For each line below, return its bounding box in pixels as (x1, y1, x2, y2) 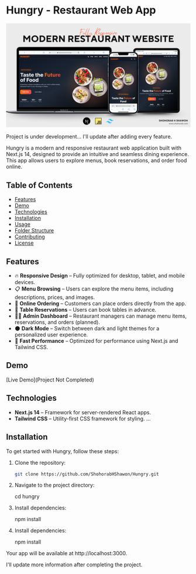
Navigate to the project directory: (14, 482, 95, 489)
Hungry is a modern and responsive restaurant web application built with (6, 144, 181, 151)
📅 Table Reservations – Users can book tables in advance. (14, 306, 157, 313)
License (14, 239, 34, 247)
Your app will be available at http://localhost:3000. (6, 550, 128, 557)
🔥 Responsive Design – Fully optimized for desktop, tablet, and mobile (14, 272, 185, 279)
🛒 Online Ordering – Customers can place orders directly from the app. (14, 300, 187, 307)
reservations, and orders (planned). (14, 319, 101, 326)
